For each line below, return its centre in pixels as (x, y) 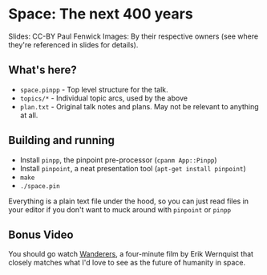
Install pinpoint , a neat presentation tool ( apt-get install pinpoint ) (133, 168)
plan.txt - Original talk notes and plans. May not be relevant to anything (139, 106)
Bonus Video (41, 234)
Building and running (61, 140)
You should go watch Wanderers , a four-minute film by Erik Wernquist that (131, 254)
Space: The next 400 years (101, 14)
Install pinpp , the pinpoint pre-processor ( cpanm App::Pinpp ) (119, 160)
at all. (29, 115)
